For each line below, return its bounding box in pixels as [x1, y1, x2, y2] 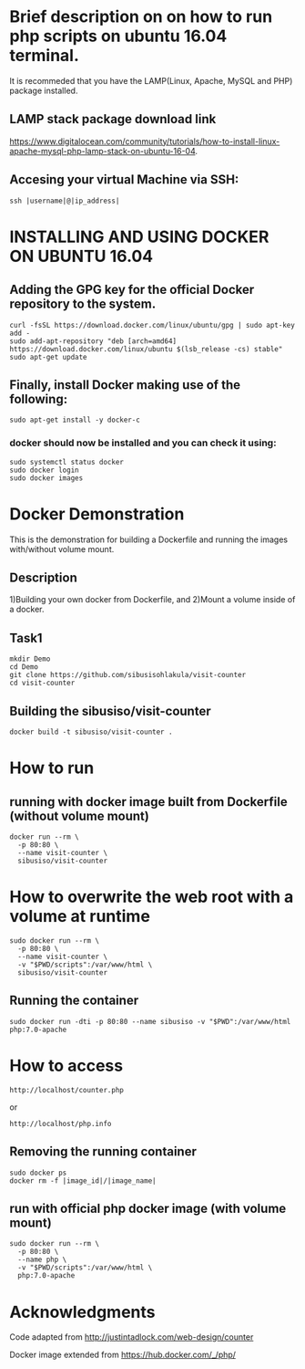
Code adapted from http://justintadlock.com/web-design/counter [9, 1332, 254, 1343]
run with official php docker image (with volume [9, 1200, 287, 1216]
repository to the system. [9, 297, 157, 312]
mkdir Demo [9, 654, 51, 664]
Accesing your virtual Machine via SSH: [9, 172, 239, 188]
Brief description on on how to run [9, 6, 273, 27]
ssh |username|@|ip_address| [9, 196, 120, 205]
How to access [9, 1055, 124, 1076]
